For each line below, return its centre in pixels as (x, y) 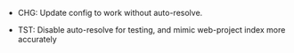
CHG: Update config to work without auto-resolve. (110, 13)
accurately (37, 39)
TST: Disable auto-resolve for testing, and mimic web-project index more (151, 30)
